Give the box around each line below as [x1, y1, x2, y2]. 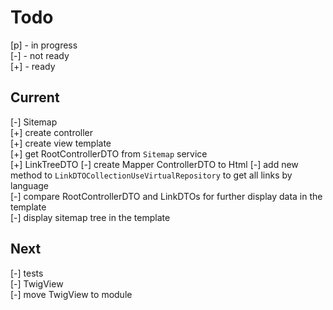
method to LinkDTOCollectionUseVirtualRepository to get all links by [10, 169, 293, 181]
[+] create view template [10, 137, 112, 149]
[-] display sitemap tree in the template [10, 211, 171, 223]
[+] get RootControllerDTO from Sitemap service [10, 147, 208, 160]
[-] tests [10, 267, 44, 279]
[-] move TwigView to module [10, 288, 133, 300]
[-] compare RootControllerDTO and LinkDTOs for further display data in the [10, 190, 323, 202]
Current [10, 89, 60, 106]
